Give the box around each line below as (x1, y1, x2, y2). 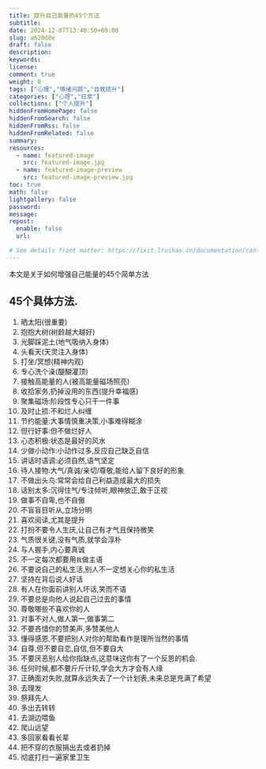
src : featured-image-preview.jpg (23, 173, 133, 182)
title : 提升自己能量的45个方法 (9, 11, 100, 20)
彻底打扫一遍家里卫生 (20, 752, 90, 762)
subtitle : (9, 19, 42, 27)
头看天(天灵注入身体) (20, 347, 89, 356)
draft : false (9, 41, 52, 49)
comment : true (9, 70, 56, 78)
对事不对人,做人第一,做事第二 (20, 614, 115, 623)
